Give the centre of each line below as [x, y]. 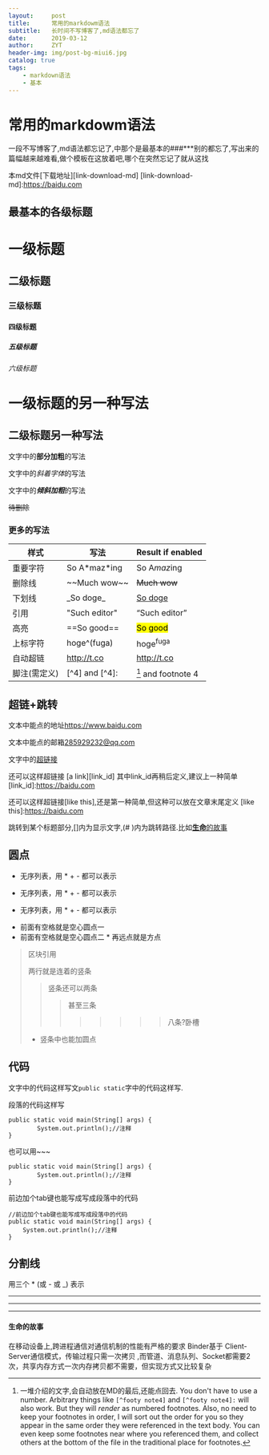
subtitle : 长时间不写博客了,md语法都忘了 [74, 30]
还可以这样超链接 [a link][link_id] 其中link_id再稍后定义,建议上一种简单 [123, 776]
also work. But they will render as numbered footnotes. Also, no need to [138, 1408]
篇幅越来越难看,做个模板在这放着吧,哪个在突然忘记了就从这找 [109, 159]
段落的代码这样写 [36, 1104]
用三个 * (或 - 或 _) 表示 [46, 1284]
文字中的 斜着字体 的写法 [47, 473]
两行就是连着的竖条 [60, 971]
